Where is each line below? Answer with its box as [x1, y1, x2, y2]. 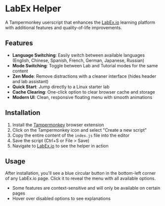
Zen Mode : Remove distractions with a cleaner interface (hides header [12, 73, 157, 79]
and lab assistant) [12, 78, 49, 84]
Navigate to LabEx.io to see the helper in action [12, 143, 109, 149]
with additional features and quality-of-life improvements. [5, 24, 122, 30]
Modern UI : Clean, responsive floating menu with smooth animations [12, 94, 153, 100]
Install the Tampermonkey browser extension [12, 122, 104, 128]
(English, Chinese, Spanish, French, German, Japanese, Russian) [12, 57, 145, 63]
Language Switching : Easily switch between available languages [12, 52, 145, 58]
